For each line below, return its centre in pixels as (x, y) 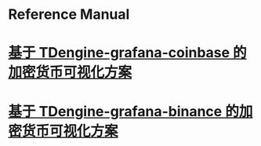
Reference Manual (69, 15)
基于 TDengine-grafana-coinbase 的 (127, 53)
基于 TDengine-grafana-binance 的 (123, 111)
